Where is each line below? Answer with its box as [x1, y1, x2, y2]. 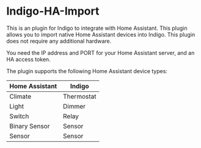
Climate [9, 92, 32, 100]
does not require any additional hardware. [6, 37, 112, 44]
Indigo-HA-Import [6, 4, 100, 18]
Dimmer [63, 102, 86, 110]
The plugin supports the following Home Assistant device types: [6, 67, 168, 74]
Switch [9, 111, 29, 120]
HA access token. [6, 55, 51, 63]
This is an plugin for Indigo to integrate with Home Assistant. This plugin [6, 24, 188, 32]
